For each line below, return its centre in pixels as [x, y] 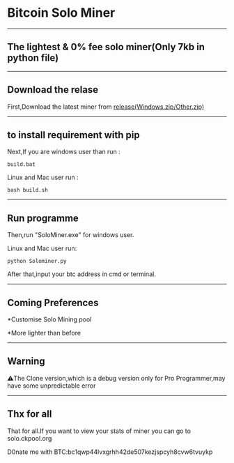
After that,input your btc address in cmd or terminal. [82, 274]
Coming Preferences [53, 302]
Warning [26, 362]
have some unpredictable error [52, 386]
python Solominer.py [37, 261]
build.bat [22, 165]
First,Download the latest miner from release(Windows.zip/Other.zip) [106, 107]
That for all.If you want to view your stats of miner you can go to [99, 431]
